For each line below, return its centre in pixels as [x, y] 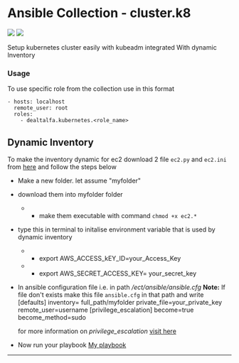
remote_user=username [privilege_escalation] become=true [106, 310]
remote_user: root [41, 108]
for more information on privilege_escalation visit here [97, 331]
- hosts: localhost [36, 102]
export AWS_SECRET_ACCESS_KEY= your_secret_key [118, 273]
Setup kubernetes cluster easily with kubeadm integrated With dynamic [112, 47]
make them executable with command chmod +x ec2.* [118, 216]
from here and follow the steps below [62, 167]
